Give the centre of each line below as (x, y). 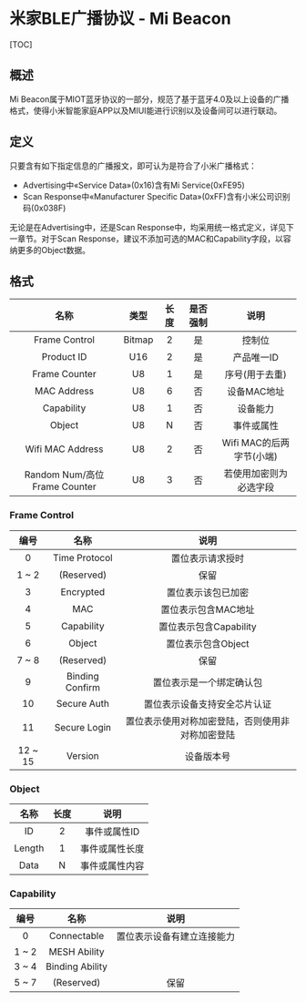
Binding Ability (76, 966)
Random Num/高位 (64, 475)
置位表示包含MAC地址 (208, 609)
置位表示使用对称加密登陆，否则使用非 (208, 721)
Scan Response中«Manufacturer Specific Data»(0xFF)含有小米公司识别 (156, 196)
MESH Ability (76, 952)
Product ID (64, 357)
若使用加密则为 (256, 474)
